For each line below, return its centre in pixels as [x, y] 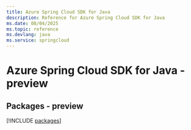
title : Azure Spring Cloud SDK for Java [59, 12]
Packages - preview [45, 106]
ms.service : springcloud [38, 40]
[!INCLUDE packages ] [34, 121]
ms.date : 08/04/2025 [33, 23]
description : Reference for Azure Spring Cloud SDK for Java [86, 18]
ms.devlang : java [28, 35]
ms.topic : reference [33, 29]
